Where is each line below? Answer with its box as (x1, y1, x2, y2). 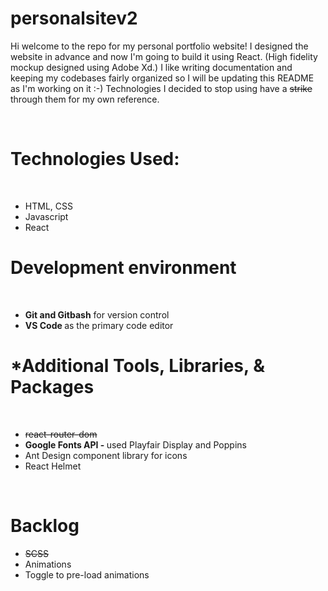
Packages (10, 376, 95, 398)
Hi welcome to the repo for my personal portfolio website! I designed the (10, 40, 309, 52)
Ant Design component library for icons (24, 449, 188, 461)
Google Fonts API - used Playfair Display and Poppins (24, 438, 247, 451)
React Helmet (24, 460, 82, 472)
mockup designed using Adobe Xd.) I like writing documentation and (10, 61, 293, 73)
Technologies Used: (10, 148, 180, 171)
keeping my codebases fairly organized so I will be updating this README (10, 72, 315, 84)
